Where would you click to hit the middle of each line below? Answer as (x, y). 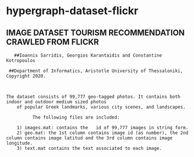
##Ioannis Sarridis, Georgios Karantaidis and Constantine (88, 55)
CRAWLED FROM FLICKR (52, 42)
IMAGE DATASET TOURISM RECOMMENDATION (96, 33)
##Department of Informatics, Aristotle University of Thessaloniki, (96, 71)
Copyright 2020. (26, 76)
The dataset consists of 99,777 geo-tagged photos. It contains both (93, 97)
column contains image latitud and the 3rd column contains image (89, 138)
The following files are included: (76, 117)
